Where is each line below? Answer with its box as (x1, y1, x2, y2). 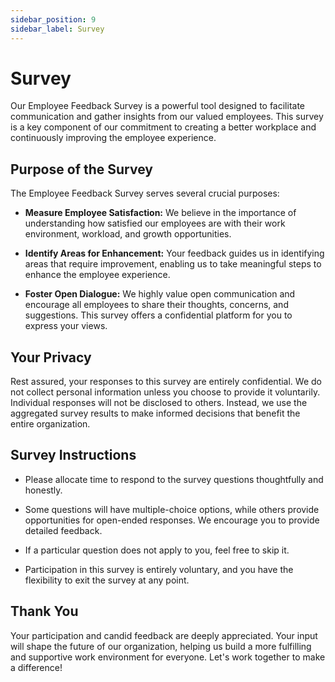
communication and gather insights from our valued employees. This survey (10, 111, 324, 123)
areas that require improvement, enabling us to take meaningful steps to (24, 258, 322, 270)
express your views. (24, 320, 108, 332)
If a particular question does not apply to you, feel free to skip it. (24, 544, 290, 556)
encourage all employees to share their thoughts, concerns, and (24, 299, 289, 311)
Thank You (10, 603, 79, 620)
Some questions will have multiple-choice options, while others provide (24, 503, 320, 515)
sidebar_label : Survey (10, 24, 105, 34)
